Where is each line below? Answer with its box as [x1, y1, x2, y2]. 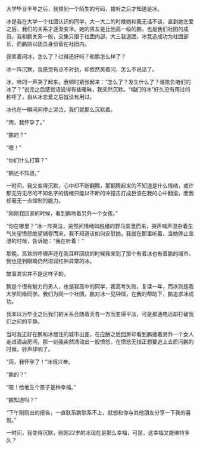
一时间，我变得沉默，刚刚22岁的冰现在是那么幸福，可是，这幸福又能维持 [6, 429, 185, 436]
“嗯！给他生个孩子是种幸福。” [6, 384, 76, 390]
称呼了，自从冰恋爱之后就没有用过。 [6, 93, 95, 100]
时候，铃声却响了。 [6, 346, 54, 352]
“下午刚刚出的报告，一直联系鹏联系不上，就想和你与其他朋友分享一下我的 [6, 409, 186, 416]
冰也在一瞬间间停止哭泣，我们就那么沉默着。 [6, 106, 116, 113]
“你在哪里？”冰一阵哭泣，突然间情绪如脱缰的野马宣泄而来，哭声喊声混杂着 [6, 223, 189, 229]
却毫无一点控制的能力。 [6, 197, 64, 204]
